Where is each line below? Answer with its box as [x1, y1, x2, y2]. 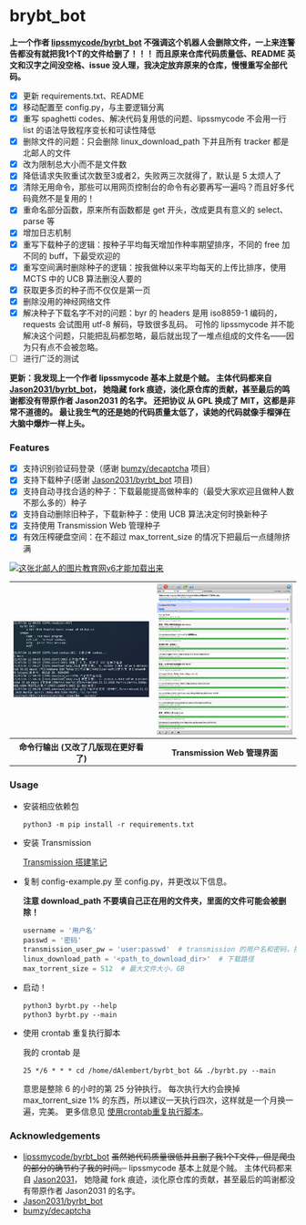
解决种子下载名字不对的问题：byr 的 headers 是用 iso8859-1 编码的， [22, 307, 282, 318]
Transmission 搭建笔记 [22, 856, 107, 867]
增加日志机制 [22, 227, 71, 238]
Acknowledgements [9, 1129, 101, 1142]
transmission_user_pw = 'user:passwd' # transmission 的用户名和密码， [22, 945, 294, 954]
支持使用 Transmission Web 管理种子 [22, 520, 161, 531]
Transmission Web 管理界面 [171, 746, 279, 757]
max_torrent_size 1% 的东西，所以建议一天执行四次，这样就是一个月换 [22, 1095, 286, 1106]
